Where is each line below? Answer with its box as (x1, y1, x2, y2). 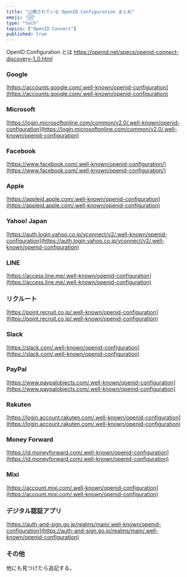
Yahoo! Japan (6, 217, 48, 226)
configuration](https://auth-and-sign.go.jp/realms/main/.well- (6, 527, 159, 534)
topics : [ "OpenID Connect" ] (6, 25, 77, 32)
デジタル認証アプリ (6, 507, 62, 515)
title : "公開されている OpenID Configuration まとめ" (6, 8, 135, 15)
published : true (6, 31, 47, 37)
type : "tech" (6, 20, 39, 26)
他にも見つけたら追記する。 (6, 564, 75, 572)
